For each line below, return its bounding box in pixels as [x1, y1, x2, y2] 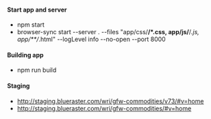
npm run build [16, 66, 57, 75]
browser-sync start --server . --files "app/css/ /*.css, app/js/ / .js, [16, 28, 200, 36]
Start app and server [7, 5, 67, 14]
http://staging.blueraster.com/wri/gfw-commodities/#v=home [16, 104, 192, 112]
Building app [7, 51, 44, 59]
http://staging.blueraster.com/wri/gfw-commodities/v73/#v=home [16, 96, 204, 105]
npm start [16, 21, 45, 29]
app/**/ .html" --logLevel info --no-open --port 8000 [16, 35, 166, 44]
